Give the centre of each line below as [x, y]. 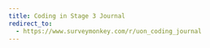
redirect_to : [31, 24]
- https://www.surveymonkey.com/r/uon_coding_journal [109, 31]
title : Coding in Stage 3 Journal [67, 16]
